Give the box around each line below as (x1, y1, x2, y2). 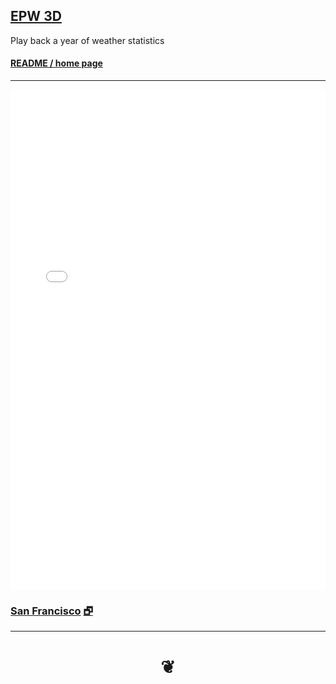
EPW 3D (10, 8, 62, 25)
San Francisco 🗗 (10, 604, 93, 618)
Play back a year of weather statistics (10, 34, 165, 46)
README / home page (10, 57, 103, 69)
